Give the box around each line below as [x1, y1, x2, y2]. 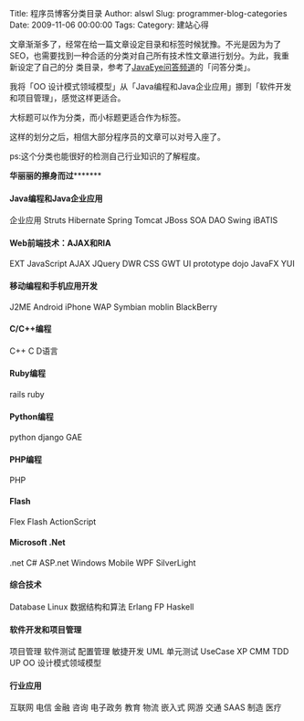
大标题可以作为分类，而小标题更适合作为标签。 [9, 112, 185, 122]
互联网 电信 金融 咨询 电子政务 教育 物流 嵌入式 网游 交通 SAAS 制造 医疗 [9, 702, 282, 713]
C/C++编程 [9, 323, 52, 334]
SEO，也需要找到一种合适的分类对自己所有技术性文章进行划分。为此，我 [9, 50, 282, 61]
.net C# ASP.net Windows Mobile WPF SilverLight [9, 557, 196, 568]
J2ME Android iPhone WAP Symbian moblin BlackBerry [9, 301, 217, 313]
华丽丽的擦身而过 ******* [9, 170, 102, 181]
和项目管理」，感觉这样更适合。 [9, 92, 126, 103]
